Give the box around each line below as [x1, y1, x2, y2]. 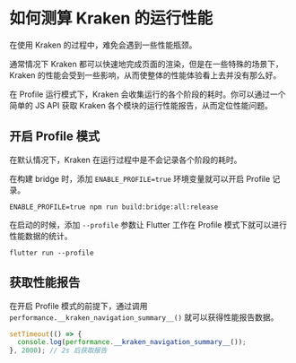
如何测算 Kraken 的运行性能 [9, 8, 213, 29]
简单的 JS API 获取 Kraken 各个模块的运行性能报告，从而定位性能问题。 [9, 99, 274, 110]
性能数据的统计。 [9, 230, 73, 241]
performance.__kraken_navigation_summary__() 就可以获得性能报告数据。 [9, 311, 279, 323]
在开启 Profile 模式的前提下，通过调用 [9, 300, 148, 311]
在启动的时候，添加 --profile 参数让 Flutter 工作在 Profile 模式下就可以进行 [9, 219, 287, 229]
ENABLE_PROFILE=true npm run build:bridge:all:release [9, 203, 219, 212]
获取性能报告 [9, 275, 81, 290]
